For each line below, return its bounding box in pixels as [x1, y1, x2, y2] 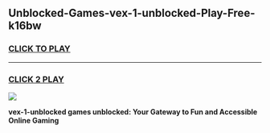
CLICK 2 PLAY [8, 73, 64, 85]
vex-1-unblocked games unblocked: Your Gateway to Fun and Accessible [8, 106, 258, 116]
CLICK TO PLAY [8, 44, 71, 55]
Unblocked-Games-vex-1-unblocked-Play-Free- [8, 6, 256, 20]
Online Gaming [8, 115, 59, 125]
